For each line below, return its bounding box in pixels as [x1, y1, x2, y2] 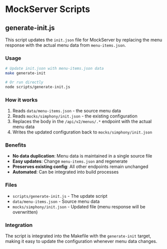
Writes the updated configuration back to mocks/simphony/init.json [12, 129, 152, 135]
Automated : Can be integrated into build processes [12, 169, 119, 175]
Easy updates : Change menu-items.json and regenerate [12, 158, 128, 164]
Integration [5, 221, 33, 228]
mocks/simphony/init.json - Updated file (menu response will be [12, 203, 146, 209]
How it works [5, 96, 38, 103]
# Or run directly [5, 80, 43, 85]
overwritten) [12, 209, 38, 215]
